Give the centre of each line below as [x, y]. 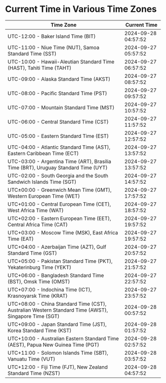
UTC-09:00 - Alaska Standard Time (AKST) [59, 79]
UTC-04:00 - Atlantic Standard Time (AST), [59, 147]
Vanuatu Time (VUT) [31, 359]
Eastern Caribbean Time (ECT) [43, 153]
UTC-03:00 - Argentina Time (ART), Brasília [59, 161]
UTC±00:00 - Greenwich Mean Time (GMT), [60, 190]
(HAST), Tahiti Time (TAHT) [40, 68]
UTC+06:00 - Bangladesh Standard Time [56, 275]
